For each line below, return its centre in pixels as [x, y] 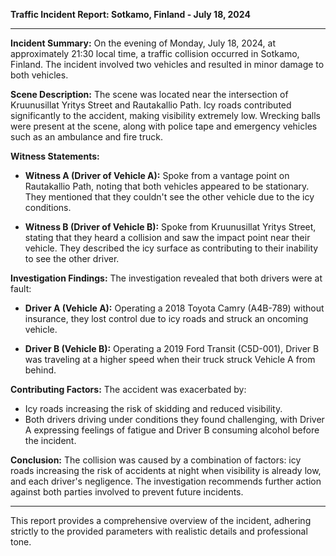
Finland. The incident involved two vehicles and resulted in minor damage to [167, 64]
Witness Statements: [55, 156]
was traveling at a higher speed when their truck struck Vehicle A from [170, 359]
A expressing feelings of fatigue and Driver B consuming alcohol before [172, 430]
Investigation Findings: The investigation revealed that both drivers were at [166, 278]
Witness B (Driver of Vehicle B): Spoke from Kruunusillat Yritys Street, [170, 227]
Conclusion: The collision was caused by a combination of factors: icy [156, 460]
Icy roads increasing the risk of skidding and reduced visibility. [153, 408]
